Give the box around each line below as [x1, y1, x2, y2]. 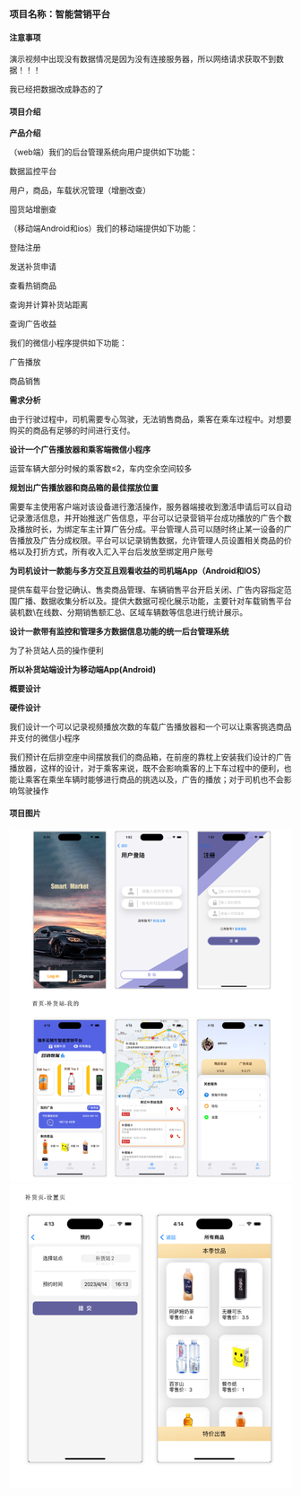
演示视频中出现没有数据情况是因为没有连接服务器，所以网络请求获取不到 [9, 54, 276, 65]
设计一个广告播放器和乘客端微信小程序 [9, 444, 150, 455]
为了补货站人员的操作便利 [9, 645, 104, 656]
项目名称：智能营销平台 [9, 7, 110, 20]
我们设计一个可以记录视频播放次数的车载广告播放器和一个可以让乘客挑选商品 [9, 721, 292, 733]
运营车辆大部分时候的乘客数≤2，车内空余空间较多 [9, 463, 193, 474]
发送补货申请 [9, 261, 56, 272]
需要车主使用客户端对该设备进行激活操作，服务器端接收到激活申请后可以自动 [9, 501, 292, 513]
